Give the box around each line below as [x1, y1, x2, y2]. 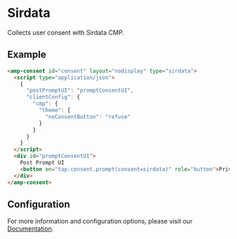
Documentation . [7, 224, 54, 233]
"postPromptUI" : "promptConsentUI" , [25, 87, 134, 94]
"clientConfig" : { [25, 94, 80, 101]
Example [7, 49, 47, 61]
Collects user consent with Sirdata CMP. [7, 28, 125, 37]
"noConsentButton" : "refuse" [44, 113, 131, 121]
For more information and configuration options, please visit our [7, 217, 193, 226]
